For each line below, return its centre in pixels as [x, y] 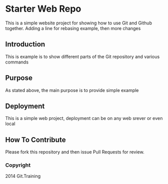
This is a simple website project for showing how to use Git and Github [79, 23]
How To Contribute [36, 140]
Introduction [25, 44]
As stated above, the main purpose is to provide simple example [72, 90]
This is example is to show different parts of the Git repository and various [82, 56]
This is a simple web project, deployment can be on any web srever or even [84, 118]
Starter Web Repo [43, 9]
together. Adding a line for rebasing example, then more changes [73, 28]
